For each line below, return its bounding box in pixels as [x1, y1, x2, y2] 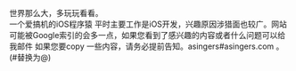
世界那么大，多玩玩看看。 [9, 8, 103, 18]
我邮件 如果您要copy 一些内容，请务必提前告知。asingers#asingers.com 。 [9, 41, 284, 51]
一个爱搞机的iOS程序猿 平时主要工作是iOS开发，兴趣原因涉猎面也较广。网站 [9, 19, 288, 29]
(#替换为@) [9, 52, 52, 62]
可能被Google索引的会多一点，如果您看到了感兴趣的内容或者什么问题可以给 [9, 30, 286, 40]
